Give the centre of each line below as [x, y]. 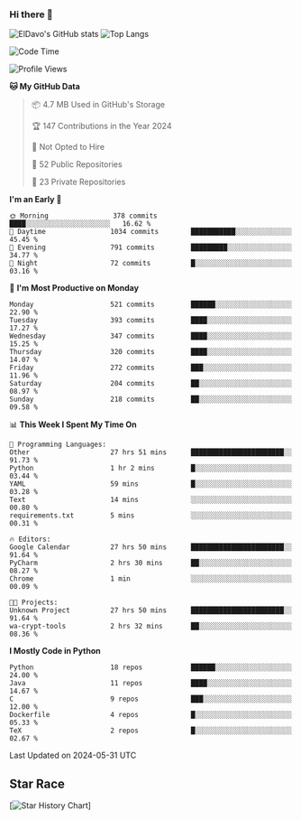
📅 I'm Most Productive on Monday [74, 288]
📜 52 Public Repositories [77, 164]
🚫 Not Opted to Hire [68, 147]
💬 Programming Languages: [58, 445]
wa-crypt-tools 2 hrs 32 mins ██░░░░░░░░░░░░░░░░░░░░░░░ [151, 627]
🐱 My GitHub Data [45, 87]
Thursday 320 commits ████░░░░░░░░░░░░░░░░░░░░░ [151, 352]
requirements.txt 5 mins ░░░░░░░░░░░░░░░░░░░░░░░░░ [151, 516]
